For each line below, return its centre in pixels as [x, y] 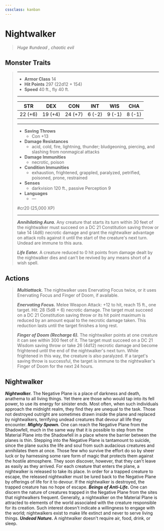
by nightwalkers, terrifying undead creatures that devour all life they [73, 419]
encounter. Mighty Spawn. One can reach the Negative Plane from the [76, 425]
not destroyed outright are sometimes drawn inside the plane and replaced [80, 414]
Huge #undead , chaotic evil [45, 47]
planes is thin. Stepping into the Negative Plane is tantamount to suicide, [78, 440]
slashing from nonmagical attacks [66, 152]
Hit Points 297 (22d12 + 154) [53, 84]
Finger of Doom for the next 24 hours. [55, 366]
